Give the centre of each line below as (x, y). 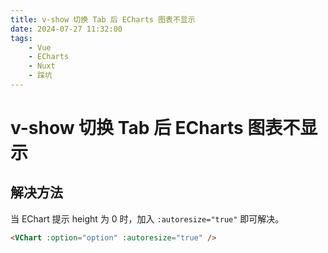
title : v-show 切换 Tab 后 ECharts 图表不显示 (103, 19)
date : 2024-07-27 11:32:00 (66, 29)
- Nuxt (42, 66)
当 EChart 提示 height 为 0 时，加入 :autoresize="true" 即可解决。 (147, 218)
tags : (21, 38)
